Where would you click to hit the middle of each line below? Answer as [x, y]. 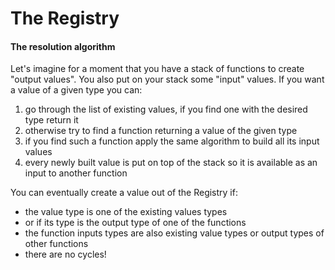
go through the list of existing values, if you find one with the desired [166, 109]
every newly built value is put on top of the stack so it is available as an [171, 163]
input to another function [76, 173]
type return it [51, 120]
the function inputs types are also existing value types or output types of [174, 233]
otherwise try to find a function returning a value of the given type [161, 131]
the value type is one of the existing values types [126, 212]
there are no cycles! [65, 254]
